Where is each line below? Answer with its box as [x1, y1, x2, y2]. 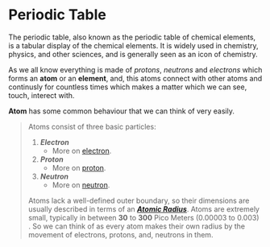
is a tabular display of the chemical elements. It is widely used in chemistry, [8, 40, 260, 50]
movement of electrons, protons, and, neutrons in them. [27, 229, 214, 239]
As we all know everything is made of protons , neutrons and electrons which [8, 64, 263, 74]
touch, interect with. [8, 90, 75, 100]
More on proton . [52, 163, 106, 172]
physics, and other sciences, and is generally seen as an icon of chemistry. [8, 49, 258, 59]
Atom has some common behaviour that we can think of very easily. [8, 106, 235, 116]
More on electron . [52, 146, 112, 155]
